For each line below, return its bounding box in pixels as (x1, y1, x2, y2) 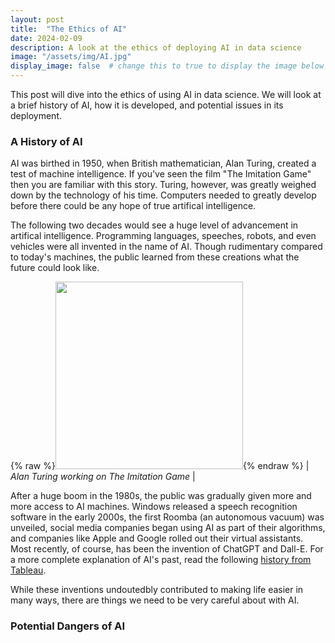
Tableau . (10, 564, 47, 576)
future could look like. (10, 262, 100, 274)
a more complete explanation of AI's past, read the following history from (10, 554, 312, 566)
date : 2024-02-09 (10, 33, 83, 43)
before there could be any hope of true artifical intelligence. (10, 200, 257, 212)
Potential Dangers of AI (10, 619, 125, 633)
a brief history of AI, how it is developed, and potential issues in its (10, 99, 284, 111)
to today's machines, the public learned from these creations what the (10, 251, 300, 263)
